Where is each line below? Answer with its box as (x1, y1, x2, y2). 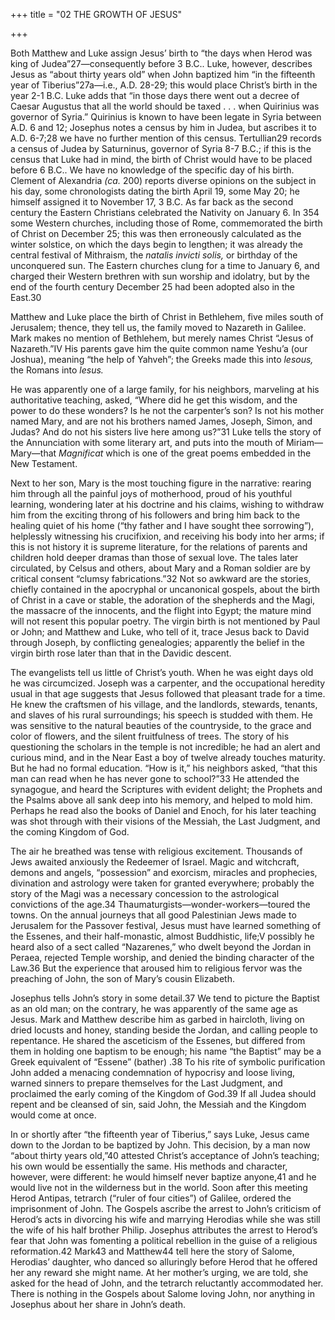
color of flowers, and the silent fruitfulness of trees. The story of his (10, 730, 290, 742)
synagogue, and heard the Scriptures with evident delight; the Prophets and (10, 784, 323, 795)
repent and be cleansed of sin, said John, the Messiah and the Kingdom (10, 1099, 307, 1110)
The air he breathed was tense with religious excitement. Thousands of (10, 845, 303, 857)
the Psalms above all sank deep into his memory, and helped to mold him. (10, 794, 313, 806)
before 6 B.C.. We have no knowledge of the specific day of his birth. (10, 164, 295, 176)
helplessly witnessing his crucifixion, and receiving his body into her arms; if (10, 530, 325, 542)
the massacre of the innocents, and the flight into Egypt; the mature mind (10, 605, 312, 616)
